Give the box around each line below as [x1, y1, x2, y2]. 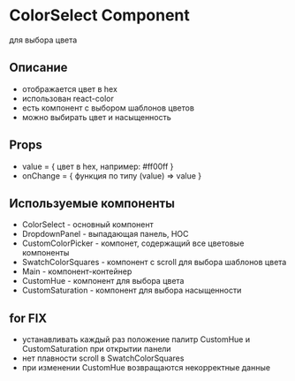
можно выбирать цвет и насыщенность [21, 111, 172, 122]
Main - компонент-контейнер [21, 266, 132, 277]
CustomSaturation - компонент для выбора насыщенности [21, 285, 242, 296]
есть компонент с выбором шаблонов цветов [21, 103, 194, 113]
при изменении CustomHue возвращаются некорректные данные [21, 362, 271, 373]
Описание [9, 60, 68, 75]
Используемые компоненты [9, 195, 175, 210]
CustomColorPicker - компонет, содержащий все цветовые [21, 238, 245, 248]
